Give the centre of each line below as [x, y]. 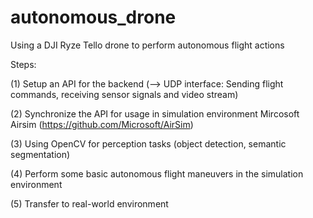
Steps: [23, 64]
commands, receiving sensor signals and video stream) [124, 94]
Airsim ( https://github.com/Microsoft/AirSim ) [102, 124]
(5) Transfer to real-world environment [89, 203]
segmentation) [40, 154]
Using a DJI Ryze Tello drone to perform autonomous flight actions [147, 45]
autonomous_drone [93, 17]
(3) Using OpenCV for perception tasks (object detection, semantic [148, 143]
